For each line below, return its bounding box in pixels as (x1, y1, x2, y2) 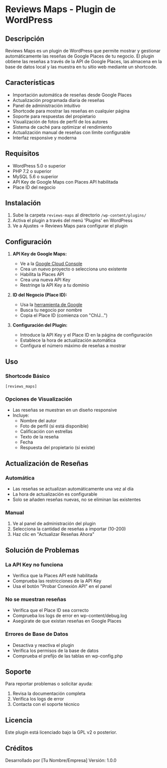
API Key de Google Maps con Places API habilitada (12, 179, 119, 185)
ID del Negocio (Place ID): (12, 292, 67, 298)
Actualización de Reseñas (5, 459, 89, 468)
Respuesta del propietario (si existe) (20, 445, 95, 451)
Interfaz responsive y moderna (12, 135, 77, 141)
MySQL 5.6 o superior (12, 173, 59, 180)
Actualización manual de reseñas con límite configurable (12, 129, 131, 135)
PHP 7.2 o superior (12, 168, 51, 174)
